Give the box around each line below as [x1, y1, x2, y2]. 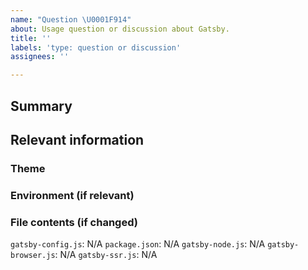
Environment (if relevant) [10, 188, 135, 202]
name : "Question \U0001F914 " [10, 14, 132, 25]
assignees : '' [10, 52, 70, 62]
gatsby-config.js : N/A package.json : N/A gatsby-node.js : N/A [10, 238, 266, 250]
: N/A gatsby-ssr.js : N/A [54, 249, 158, 261]
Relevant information [10, 131, 145, 148]
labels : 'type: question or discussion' [10, 42, 182, 53]
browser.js [10, 251, 56, 261]
